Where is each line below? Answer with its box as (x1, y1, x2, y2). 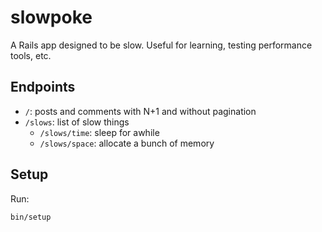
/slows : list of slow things (24, 116, 130, 128)
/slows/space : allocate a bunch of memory (39, 137, 215, 149)
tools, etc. (10, 49, 52, 61)
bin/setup (10, 212, 52, 222)
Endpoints (10, 79, 76, 96)
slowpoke (10, 6, 93, 29)
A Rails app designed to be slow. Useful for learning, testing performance (10, 39, 313, 51)
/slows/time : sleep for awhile (39, 126, 160, 138)
